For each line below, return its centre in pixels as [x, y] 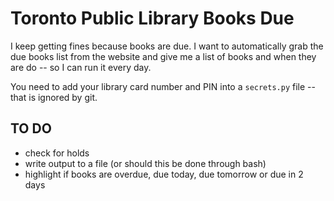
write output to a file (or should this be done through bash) [145, 163]
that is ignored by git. [54, 97]
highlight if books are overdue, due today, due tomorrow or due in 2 [164, 174]
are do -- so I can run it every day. [81, 67]
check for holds [57, 153]
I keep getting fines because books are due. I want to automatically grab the [167, 46]
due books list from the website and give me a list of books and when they [163, 56]
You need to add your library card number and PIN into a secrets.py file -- [163, 86]
